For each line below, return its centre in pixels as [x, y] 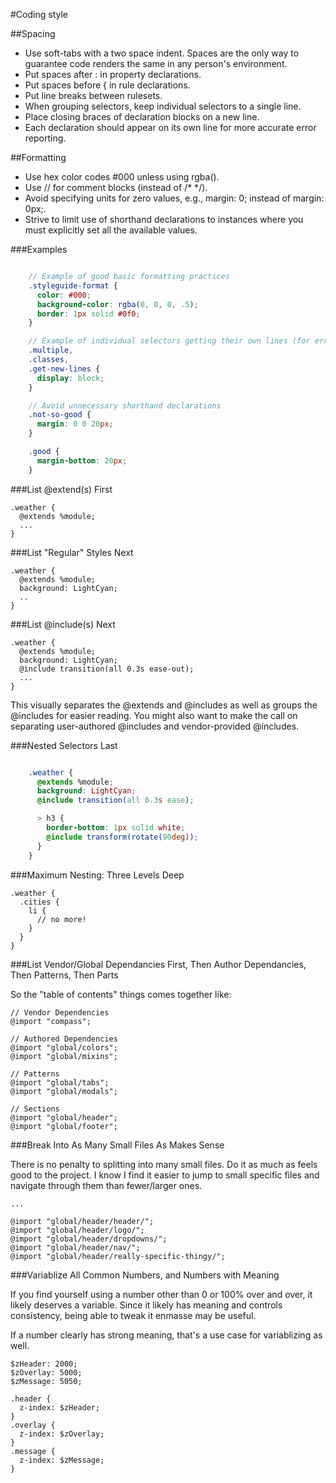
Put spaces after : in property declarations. [113, 74]
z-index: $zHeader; [60, 1407]
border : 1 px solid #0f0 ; [88, 314]
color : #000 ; [64, 295]
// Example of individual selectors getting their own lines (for [169, 341]
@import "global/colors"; [64, 1047]
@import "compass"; [51, 1021]
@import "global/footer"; [64, 1126]
